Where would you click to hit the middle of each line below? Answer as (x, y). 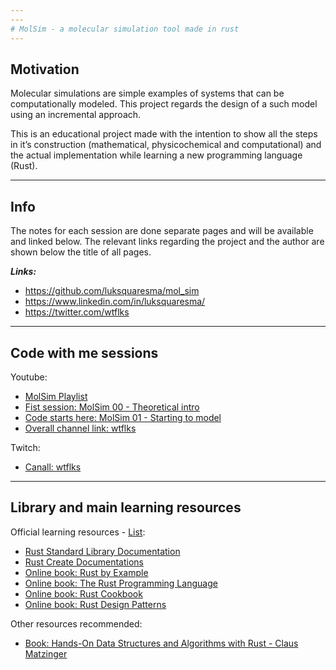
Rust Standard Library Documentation (102, 551)
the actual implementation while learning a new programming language (156, 155)
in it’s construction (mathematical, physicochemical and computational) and (166, 145)
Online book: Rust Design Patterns (95, 604)
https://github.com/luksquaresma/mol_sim (112, 291)
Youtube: (29, 377)
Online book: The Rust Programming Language (121, 583)
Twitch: (25, 447)
